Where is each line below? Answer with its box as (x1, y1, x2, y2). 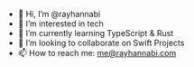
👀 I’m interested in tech (17, 18, 104, 29)
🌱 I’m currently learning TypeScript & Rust (17, 28, 174, 38)
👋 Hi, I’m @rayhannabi (17, 9, 101, 19)
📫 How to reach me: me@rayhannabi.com (17, 48, 177, 58)
